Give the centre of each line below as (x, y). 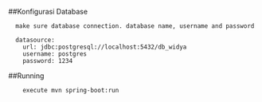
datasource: (35, 40)
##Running (26, 76)
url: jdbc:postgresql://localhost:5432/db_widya (105, 47)
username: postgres (55, 54)
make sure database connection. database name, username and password (135, 26)
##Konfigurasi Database (48, 12)
